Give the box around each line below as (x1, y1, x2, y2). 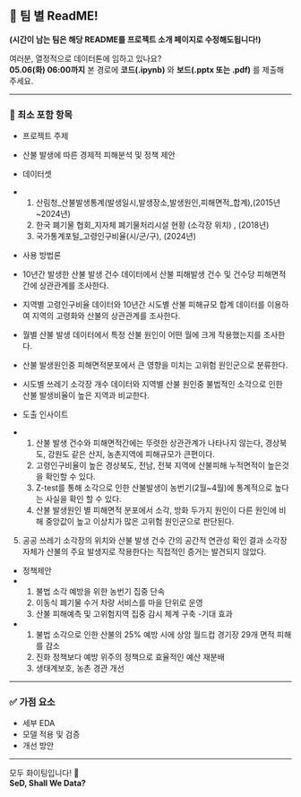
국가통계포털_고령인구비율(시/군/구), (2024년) (35, 231, 197, 242)
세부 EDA (21, 718, 56, 729)
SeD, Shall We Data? (9, 778, 87, 789)
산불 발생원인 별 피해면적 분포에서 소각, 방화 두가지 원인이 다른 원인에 (35, 505, 278, 515)
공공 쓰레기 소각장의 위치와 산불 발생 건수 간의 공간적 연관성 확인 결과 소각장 (21, 535, 288, 546)
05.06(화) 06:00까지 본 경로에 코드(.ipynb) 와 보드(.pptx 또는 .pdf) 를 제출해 (9, 64, 285, 74)
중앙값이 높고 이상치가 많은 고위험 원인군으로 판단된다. (45, 516, 235, 527)
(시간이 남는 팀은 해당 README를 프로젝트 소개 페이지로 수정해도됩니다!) (9, 34, 262, 45)
